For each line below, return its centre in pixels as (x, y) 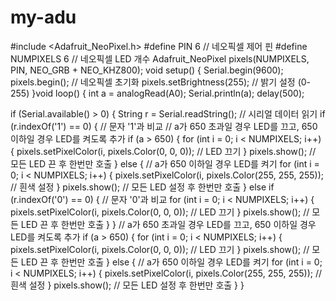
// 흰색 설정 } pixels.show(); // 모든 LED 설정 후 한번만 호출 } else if (142, 187)
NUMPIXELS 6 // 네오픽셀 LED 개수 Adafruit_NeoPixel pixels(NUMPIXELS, (160, 58)
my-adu (43, 17)
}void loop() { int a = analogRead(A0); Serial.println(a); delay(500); (168, 93)
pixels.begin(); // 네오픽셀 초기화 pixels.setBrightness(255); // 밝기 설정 (153, 82)
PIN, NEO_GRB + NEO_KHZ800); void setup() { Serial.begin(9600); (147, 70)
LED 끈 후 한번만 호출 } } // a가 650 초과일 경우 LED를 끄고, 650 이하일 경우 (168, 224)
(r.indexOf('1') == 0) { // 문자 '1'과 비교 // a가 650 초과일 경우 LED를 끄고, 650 (164, 126)
